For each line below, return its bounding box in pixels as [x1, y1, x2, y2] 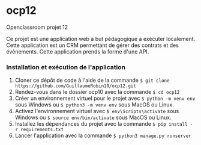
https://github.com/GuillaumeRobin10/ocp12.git [14, 83, 136, 89]
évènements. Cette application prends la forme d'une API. [6, 48, 149, 55]
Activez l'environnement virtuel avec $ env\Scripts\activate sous [14, 108, 179, 115]
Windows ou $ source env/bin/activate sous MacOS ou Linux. [14, 114, 172, 121]
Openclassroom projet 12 [6, 23, 68, 31]
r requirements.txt [14, 127, 64, 133]
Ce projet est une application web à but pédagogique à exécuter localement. [6, 35, 196, 42]
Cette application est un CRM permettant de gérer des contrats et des [6, 42, 179, 49]
